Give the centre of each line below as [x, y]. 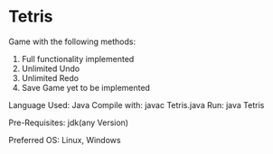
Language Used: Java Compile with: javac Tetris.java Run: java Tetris [136, 104]
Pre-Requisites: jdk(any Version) [68, 122]
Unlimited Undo [51, 68]
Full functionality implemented [78, 59]
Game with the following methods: [72, 41]
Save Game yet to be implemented [86, 87]
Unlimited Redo [50, 77]
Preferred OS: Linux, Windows [65, 140]
